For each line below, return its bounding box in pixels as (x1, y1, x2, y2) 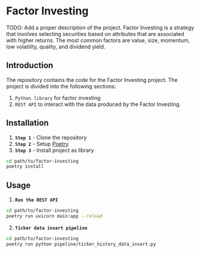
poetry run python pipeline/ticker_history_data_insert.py (6, 241, 156, 247)
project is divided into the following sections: (6, 83, 116, 90)
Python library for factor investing (14, 94, 101, 101)
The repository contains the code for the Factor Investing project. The (6, 76, 178, 83)
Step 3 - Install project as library (14, 147, 94, 154)
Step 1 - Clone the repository (14, 133, 87, 141)
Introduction (6, 60, 54, 71)
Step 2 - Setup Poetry (14, 140, 69, 147)
